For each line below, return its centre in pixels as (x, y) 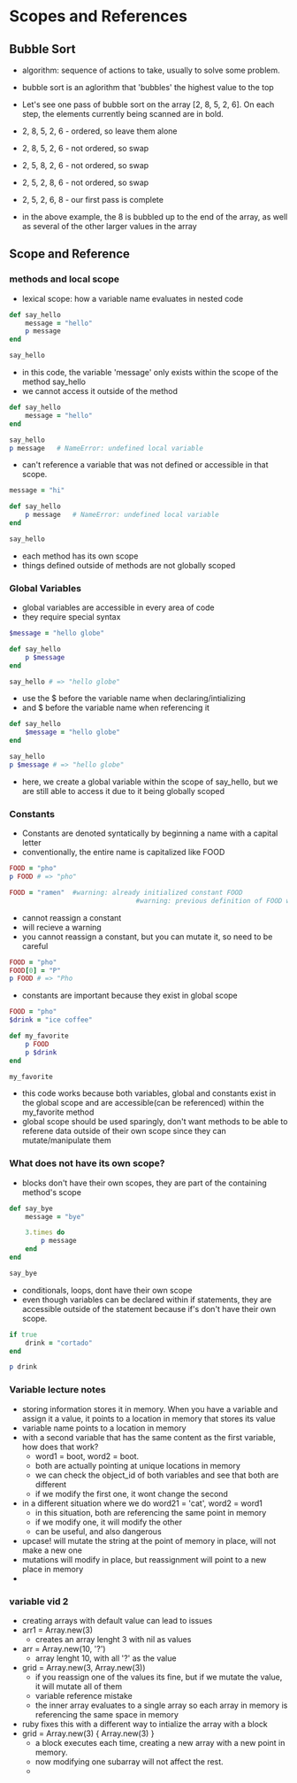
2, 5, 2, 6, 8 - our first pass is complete (92, 200)
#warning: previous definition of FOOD (209, 900)
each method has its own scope (80, 556)
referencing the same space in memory (107, 1714)
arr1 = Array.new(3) (57, 1630)
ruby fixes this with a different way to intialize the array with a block (145, 1724)
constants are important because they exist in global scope (130, 996)
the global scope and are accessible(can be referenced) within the (143, 1103)
